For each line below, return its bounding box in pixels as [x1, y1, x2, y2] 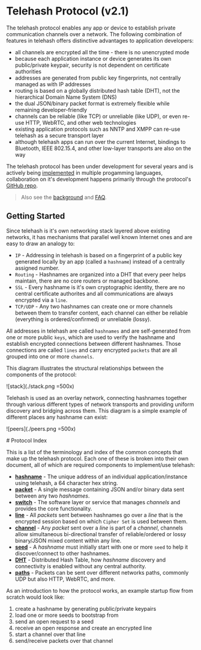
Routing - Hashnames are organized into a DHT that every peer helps [14, 270, 186, 278]
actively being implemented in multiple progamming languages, [6, 169, 163, 176]
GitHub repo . [6, 182, 38, 189]
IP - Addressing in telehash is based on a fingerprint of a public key [14, 251, 182, 258]
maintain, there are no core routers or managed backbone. [14, 277, 160, 284]
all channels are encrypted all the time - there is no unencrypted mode [14, 48, 190, 55]
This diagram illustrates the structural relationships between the [6, 364, 164, 372]
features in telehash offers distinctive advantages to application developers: [6, 37, 194, 44]
